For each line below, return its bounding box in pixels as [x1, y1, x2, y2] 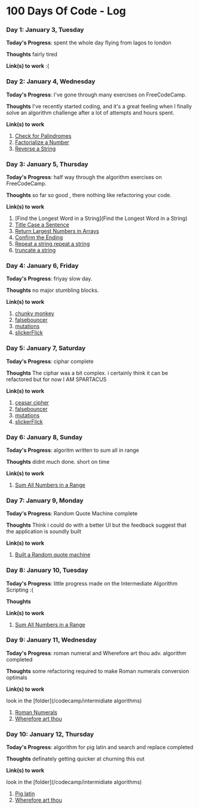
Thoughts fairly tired [6, 51, 58, 58]
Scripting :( [6, 586, 34, 593]
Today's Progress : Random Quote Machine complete [6, 510, 138, 517]
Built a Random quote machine [14, 551, 91, 559]
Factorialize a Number [14, 138, 70, 146]
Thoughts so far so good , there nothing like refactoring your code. [6, 192, 172, 199]
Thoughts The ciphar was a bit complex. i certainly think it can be [6, 369, 169, 376]
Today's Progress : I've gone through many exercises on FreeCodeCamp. [6, 91, 187, 98]
